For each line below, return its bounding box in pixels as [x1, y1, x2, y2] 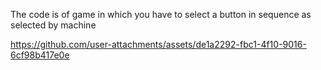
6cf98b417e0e [10, 49, 70, 61]
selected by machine [10, 19, 97, 31]
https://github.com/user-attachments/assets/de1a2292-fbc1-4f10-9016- [10, 39, 307, 50]
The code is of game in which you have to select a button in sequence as [10, 9, 312, 20]
